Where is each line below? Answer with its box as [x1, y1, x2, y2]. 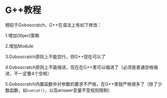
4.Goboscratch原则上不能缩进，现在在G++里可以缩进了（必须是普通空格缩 [5, 64, 159, 70]
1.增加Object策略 [5, 32, 40, 38]
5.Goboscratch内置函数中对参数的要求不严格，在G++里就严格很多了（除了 [5, 81, 158, 87]
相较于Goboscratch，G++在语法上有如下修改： [5, 22, 102, 28]
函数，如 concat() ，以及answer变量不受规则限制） [9, 87, 113, 93]
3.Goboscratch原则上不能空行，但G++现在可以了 [5, 53, 106, 60]
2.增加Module [5, 43, 34, 49]
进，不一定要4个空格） [5, 70, 52, 76]
